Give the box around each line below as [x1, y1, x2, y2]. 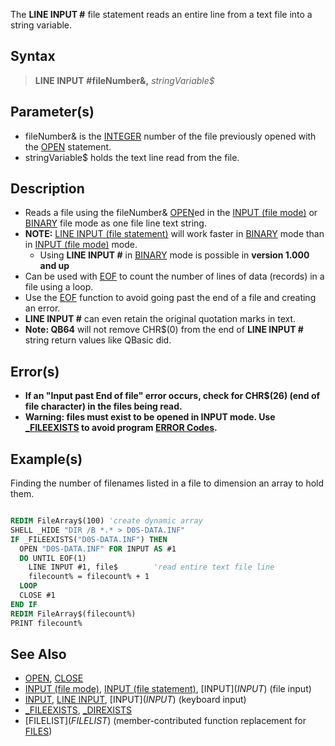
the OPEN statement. [24, 140, 112, 153]
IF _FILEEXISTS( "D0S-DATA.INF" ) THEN [10, 534, 168, 544]
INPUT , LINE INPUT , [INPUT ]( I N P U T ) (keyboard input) [24, 694, 247, 706]
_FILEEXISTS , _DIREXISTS [24, 704, 133, 716]
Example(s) [10, 450, 83, 468]
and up [39, 260, 70, 272]
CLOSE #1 [19, 590, 56, 601]
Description [10, 180, 85, 198]
